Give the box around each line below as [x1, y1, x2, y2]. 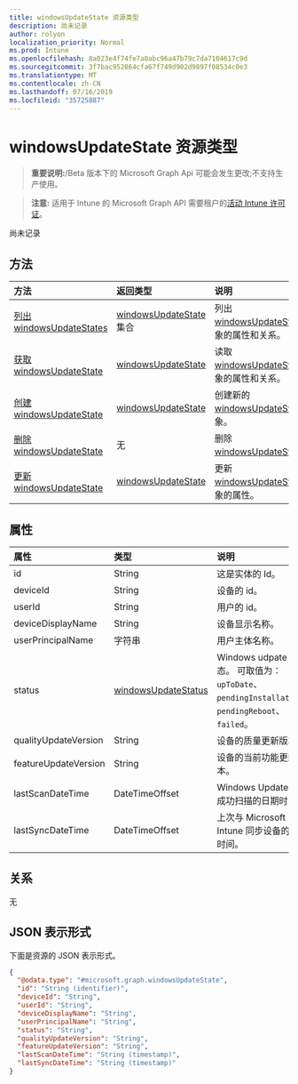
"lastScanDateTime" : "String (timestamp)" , [17, 1050, 180, 1059]
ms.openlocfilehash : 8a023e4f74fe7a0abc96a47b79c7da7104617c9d [9, 54, 248, 63]
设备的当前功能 [216, 751, 279, 763]
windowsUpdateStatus [114, 684, 208, 696]
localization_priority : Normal [9, 37, 125, 47]
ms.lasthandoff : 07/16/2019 [9, 87, 114, 96]
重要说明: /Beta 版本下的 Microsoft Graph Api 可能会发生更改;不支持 [30, 168, 276, 179]
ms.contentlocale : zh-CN [9, 79, 101, 88]
